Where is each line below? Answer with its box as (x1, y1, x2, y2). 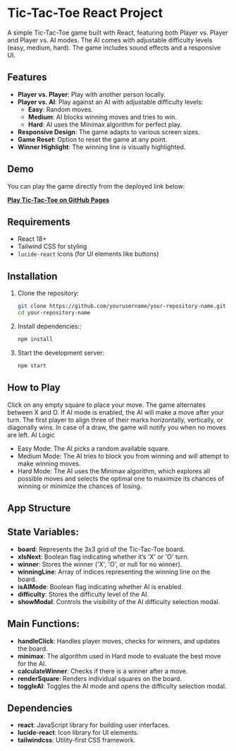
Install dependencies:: (17, 321, 82, 330)
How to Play (7, 382, 61, 394)
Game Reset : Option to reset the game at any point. (17, 135, 168, 143)
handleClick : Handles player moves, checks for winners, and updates (17, 637, 221, 645)
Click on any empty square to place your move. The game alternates (7, 401, 206, 409)
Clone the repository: (17, 289, 80, 297)
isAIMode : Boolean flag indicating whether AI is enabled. (17, 582, 183, 591)
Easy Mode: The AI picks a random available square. (17, 444, 170, 453)
